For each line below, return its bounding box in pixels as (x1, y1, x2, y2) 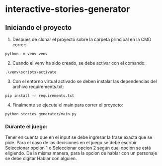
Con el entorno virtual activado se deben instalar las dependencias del (12, 79, 157, 84)
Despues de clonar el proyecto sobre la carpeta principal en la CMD (12, 36, 152, 42)
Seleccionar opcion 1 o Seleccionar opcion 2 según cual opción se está (5, 145, 151, 151)
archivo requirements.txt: (12, 83, 64, 89)
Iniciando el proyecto (5, 23, 72, 32)
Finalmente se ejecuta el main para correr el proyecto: (12, 102, 123, 108)
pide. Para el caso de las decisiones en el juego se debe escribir (5, 140, 137, 146)
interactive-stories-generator (5, 3, 130, 15)
